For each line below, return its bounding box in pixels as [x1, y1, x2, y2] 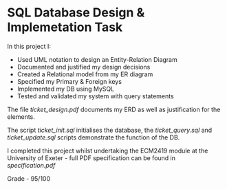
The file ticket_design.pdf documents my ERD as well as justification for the [7, 105, 221, 113]
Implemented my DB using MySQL [17, 85, 115, 93]
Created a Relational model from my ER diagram [17, 70, 153, 78]
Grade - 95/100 [7, 174, 51, 183]
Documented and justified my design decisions [17, 63, 151, 71]
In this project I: [7, 42, 52, 50]
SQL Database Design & [7, 5, 145, 21]
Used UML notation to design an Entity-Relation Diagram [17, 55, 177, 63]
